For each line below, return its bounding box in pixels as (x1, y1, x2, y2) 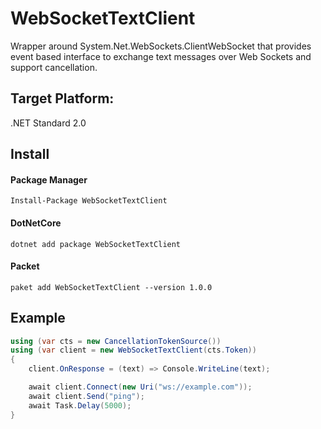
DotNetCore (10, 217, 62, 229)
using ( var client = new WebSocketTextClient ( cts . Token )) (10, 345, 257, 356)
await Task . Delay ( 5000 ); (28, 400, 132, 411)
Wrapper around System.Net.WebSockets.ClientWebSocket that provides (10, 40, 312, 52)
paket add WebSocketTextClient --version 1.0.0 (10, 282, 213, 292)
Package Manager (10, 173, 88, 186)
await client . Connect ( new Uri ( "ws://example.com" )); (28, 382, 253, 392)
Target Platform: (10, 90, 115, 107)
